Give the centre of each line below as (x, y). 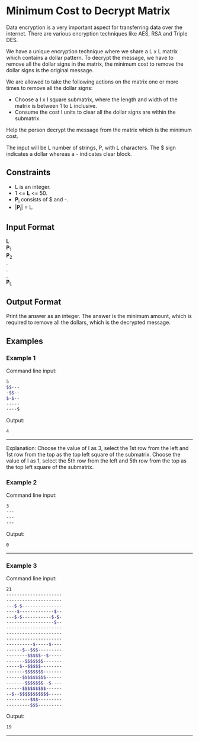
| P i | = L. (24, 208)
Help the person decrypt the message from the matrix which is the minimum (99, 130)
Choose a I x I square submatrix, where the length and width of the (96, 99)
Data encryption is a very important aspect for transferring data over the (94, 27)
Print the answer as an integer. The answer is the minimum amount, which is (99, 316)
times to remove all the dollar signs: (49, 88)
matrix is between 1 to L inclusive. (56, 105)
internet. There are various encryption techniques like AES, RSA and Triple (97, 33)
